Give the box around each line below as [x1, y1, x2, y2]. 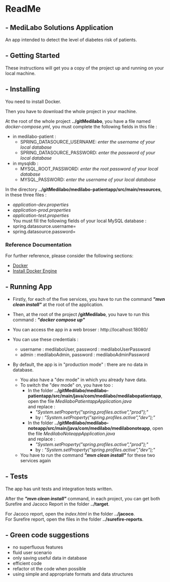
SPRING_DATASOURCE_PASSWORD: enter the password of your [20, 149, 156, 155]
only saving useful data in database [12, 555, 87, 561]
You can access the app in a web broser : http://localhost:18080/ [12, 326, 148, 332]
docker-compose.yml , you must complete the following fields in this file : [5, 123, 157, 129]
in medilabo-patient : [12, 133, 56, 140]
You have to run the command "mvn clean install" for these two [20, 452, 155, 458]
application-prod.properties [12, 207, 71, 213]
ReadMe [5, 3, 41, 15]
